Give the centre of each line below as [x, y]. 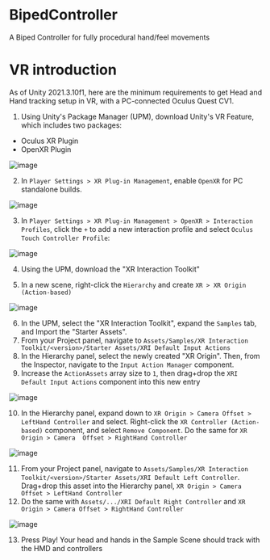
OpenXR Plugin [46, 149]
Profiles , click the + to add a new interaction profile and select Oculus [137, 229]
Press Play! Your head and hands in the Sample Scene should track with [140, 540]
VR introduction [63, 70]
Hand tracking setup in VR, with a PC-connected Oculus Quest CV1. [122, 101]
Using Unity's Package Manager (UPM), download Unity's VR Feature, [137, 116]
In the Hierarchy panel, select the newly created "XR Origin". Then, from [140, 356]
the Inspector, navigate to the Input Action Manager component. [127, 364]
